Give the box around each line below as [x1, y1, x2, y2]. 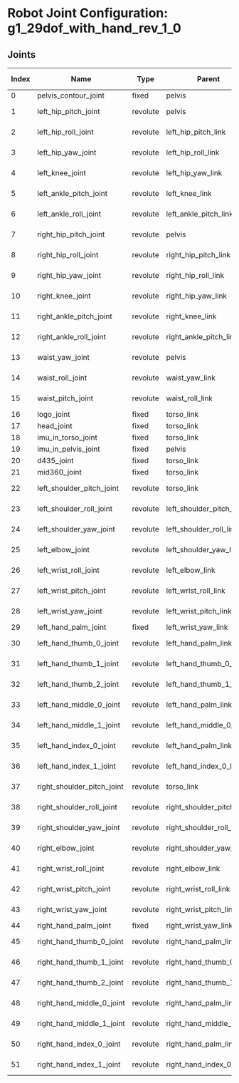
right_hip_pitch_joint [37, 229, 105, 239]
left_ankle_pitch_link [166, 209, 233, 219]
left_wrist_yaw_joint [37, 606, 102, 616]
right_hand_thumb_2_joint [37, 978, 124, 988]
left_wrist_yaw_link [166, 622, 228, 632]
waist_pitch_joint [37, 393, 94, 403]
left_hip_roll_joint [37, 127, 94, 137]
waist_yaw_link [166, 373, 216, 383]
